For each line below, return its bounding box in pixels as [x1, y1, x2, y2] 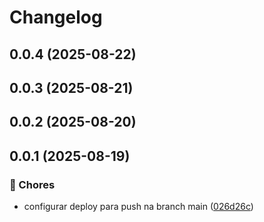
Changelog [9, 6, 103, 29]
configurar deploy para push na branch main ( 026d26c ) [23, 201, 254, 213]
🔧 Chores [9, 177, 56, 191]
